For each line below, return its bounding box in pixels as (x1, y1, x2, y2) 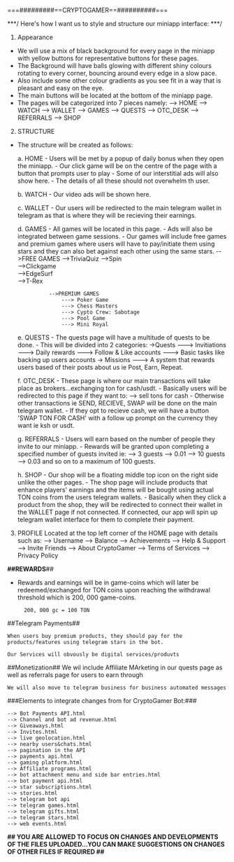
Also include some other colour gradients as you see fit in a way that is (17, 76, 221, 85)
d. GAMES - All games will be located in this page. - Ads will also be (17, 225, 213, 233)
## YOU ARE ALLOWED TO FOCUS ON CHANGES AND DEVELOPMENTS (7, 833, 219, 841)
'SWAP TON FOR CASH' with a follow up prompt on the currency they (17, 414, 218, 422)
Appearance (17, 33, 54, 41)
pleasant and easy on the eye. (17, 84, 105, 92)
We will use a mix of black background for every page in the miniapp (17, 47, 215, 55)
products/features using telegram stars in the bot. (7, 639, 164, 646)
